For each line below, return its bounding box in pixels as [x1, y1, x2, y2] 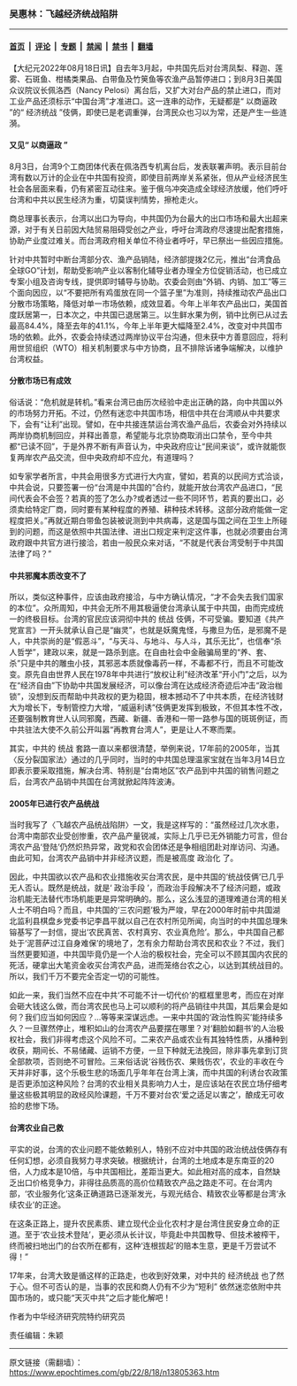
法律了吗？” [9, 548, 52, 558]
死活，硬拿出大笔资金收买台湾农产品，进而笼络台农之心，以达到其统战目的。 [9, 960, 288, 971]
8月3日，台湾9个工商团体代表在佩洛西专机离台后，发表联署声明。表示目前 [9, 161, 279, 172]
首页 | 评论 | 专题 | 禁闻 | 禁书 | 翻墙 [9, 41, 154, 51]
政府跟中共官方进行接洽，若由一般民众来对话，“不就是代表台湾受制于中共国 [9, 537, 285, 548]
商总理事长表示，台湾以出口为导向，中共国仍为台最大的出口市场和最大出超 [9, 212, 280, 223]
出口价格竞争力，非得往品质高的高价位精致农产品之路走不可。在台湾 [16, 1177, 265, 1188]
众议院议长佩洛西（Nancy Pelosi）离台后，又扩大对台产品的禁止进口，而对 [9, 84, 281, 95]
